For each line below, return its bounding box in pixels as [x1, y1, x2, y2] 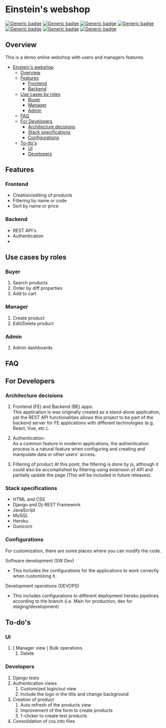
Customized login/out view [20, 685, 77, 691]
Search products [12, 280, 48, 286]
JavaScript [12, 507, 36, 513]
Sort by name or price [12, 203, 59, 209]
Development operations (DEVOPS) [5, 582, 80, 589]
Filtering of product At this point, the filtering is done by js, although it [12, 461, 159, 467]
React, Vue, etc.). [12, 425, 49, 432]
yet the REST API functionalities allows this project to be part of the [12, 414, 154, 421]
